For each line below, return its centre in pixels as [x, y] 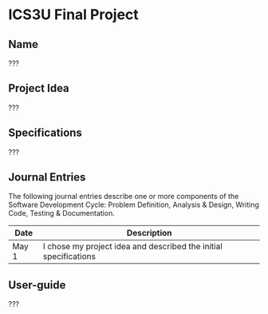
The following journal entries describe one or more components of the [124, 197]
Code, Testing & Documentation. [62, 213]
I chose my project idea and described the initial [133, 247]
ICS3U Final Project [74, 15]
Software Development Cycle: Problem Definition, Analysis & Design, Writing [134, 205]
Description [150, 233]
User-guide [37, 285]
